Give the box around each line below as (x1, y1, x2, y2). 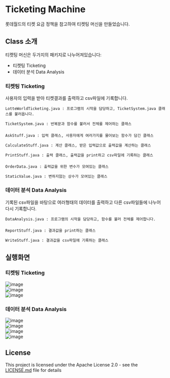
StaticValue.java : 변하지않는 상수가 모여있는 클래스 (5, 174, 108, 179)
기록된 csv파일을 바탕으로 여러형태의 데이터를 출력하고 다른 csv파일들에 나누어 (5, 199, 161, 205)
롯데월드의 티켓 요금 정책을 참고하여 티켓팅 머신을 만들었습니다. (5, 21, 130, 27)
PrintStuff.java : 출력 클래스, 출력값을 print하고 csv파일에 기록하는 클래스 (5, 153, 153, 158)
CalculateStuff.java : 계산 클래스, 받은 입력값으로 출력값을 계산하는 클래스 (5, 143, 151, 148)
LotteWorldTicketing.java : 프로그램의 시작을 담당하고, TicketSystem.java (5, 106, 156, 111)
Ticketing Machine (5, 4, 86, 15)
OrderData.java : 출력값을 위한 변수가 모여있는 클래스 (5, 164, 109, 169)
